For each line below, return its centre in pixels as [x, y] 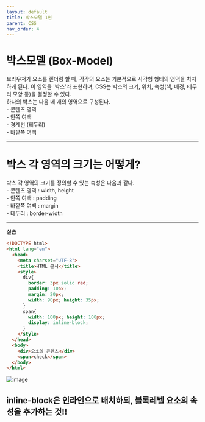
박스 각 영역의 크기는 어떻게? [74, 165]
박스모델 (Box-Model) [60, 61]
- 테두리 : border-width [34, 213]
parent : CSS [21, 23]
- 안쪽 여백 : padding [31, 198]
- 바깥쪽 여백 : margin [33, 206]
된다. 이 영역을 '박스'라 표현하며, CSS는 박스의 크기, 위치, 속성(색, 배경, [102, 86]
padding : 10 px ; [48, 289]
